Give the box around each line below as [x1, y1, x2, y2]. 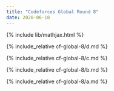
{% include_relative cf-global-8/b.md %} [6, 66, 108, 73]
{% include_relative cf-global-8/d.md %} [6, 43, 108, 50]
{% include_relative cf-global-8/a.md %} [6, 78, 108, 85]
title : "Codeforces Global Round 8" [6, 8, 99, 15]
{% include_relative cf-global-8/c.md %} [6, 54, 108, 61]
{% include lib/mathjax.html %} [6, 31, 84, 38]
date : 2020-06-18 [6, 14, 50, 20]
